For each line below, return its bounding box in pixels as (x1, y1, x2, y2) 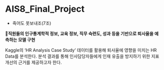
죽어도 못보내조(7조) (12, 20, 51, 26)
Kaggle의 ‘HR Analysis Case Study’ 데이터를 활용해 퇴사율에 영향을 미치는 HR (5, 47, 157, 53)
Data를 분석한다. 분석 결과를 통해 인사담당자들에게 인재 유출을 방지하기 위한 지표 (5, 53, 160, 59)
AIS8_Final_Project (5, 3, 85, 15)
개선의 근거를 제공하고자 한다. (5, 59, 62, 65)
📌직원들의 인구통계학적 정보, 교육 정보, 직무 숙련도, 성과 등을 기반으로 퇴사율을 (5, 30, 154, 36)
